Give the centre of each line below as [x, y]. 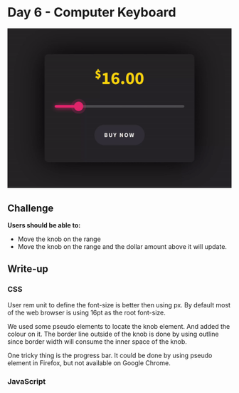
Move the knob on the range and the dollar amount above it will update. [122, 247]
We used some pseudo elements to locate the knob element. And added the [119, 326]
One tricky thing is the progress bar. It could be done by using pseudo [110, 355]
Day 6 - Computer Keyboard [92, 12]
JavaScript [27, 381]
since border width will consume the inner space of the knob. [97, 341]
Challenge [31, 208]
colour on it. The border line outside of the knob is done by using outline [113, 334]
